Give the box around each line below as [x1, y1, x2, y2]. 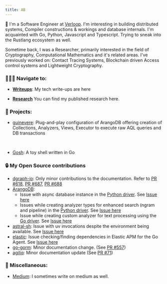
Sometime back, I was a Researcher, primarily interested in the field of [5, 46, 150, 52]
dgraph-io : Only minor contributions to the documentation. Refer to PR [12, 175, 157, 181]
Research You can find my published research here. [12, 96, 120, 102]
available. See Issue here [12, 228, 64, 234]
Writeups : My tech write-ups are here [12, 86, 91, 92]
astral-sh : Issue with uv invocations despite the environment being [12, 223, 150, 229]
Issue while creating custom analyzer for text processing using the [19, 212, 157, 218]
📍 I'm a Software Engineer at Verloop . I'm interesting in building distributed [5, 21, 159, 27]
